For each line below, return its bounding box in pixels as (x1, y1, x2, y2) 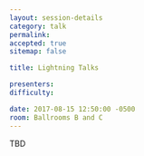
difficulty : (9, 88, 54, 97)
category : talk (9, 22, 67, 31)
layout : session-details (9, 13, 103, 23)
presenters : (9, 80, 54, 89)
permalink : (9, 30, 51, 39)
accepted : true (9, 38, 67, 48)
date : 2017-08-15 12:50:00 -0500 (9, 104, 136, 113)
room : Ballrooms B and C (9, 112, 103, 122)
